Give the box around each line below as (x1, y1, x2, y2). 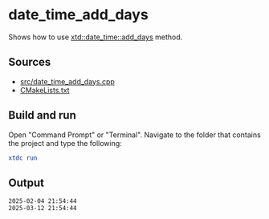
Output (8, 176, 44, 189)
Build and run (8, 108, 76, 122)
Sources (8, 55, 51, 69)
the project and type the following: (8, 138, 122, 148)
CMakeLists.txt (19, 85, 70, 95)
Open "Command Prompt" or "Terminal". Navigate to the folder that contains (8, 130, 261, 140)
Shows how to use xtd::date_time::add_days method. (8, 32, 183, 42)
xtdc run (8, 154, 38, 162)
